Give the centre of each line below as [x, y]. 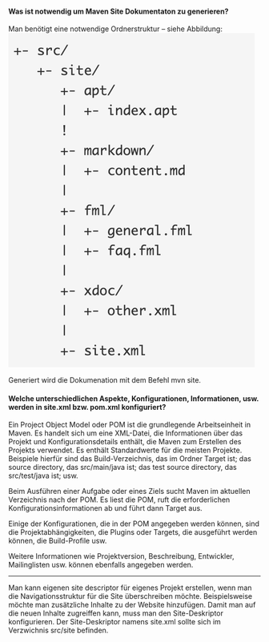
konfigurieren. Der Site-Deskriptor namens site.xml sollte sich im [115, 622]
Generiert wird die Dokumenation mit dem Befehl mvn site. [105, 380]
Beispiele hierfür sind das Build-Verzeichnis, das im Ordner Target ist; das [130, 459]
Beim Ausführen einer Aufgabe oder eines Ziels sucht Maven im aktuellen [129, 492]
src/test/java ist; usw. [43, 475]
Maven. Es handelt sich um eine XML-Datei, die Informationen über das [125, 433]
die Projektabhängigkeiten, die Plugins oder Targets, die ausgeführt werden [133, 532]
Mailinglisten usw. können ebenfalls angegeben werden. [101, 565]
